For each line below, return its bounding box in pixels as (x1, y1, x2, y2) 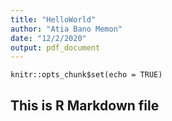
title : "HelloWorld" (10, 14, 97, 25)
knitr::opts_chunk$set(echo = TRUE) (10, 70, 163, 80)
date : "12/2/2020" (10, 33, 87, 43)
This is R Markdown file (10, 97, 160, 114)
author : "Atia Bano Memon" (10, 24, 123, 34)
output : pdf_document (10, 42, 101, 53)
